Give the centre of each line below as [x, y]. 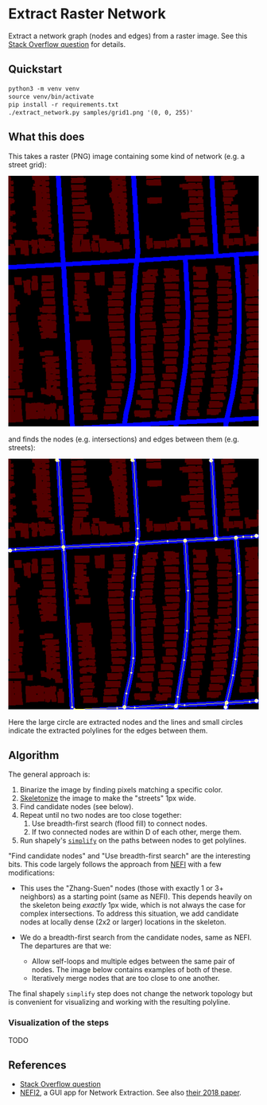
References [37, 1066]
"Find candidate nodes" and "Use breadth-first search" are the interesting [130, 856]
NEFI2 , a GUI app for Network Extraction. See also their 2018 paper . [131, 1093]
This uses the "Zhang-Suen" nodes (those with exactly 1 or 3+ [122, 889]
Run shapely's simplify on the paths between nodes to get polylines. [133, 841]
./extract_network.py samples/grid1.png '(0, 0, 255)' [101, 112]
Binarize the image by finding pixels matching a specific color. [121, 790]
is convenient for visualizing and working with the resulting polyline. [119, 1002]
